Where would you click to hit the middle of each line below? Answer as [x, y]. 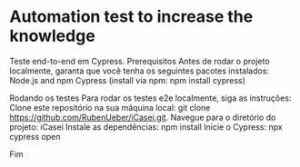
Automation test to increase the [131, 17]
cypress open [35, 136]
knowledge [52, 36]
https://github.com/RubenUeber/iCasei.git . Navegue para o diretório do [143, 117]
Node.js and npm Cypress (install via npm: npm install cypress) [127, 80]
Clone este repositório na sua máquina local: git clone [110, 107]
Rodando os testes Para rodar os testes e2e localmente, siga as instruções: [150, 98]
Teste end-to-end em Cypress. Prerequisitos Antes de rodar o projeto [140, 61]
